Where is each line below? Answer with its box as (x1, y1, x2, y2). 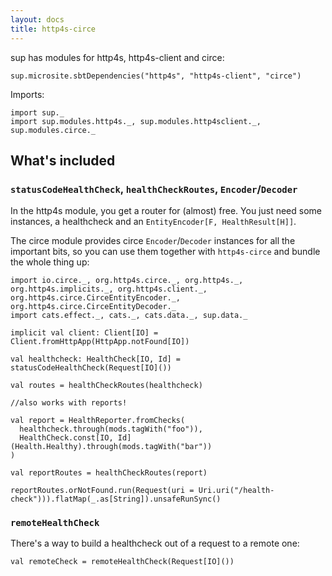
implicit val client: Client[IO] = (10, 328, 159, 338)
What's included (10, 152, 116, 169)
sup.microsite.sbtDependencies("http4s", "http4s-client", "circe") (10, 71, 302, 81)
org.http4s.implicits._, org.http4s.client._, (10, 284, 208, 295)
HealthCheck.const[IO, (19, 433, 114, 443)
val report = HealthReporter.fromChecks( (10, 416, 186, 426)
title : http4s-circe (10, 24, 97, 34)
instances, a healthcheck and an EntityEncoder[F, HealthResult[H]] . (10, 216, 297, 228)
